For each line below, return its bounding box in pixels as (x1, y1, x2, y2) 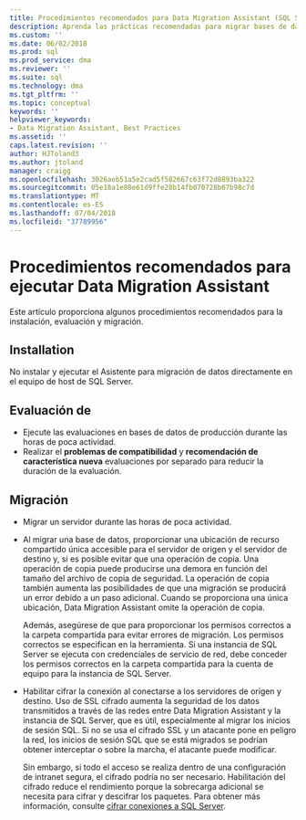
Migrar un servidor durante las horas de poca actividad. (22, 517, 232, 527)
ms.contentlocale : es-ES (9, 200, 104, 210)
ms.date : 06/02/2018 (9, 38, 88, 48)
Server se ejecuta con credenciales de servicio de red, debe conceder (22, 649, 288, 659)
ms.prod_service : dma (9, 56, 92, 65)
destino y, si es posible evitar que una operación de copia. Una (22, 553, 260, 564)
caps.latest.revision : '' (9, 141, 107, 150)
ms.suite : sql (9, 73, 64, 82)
